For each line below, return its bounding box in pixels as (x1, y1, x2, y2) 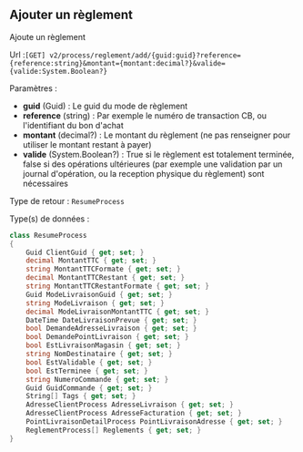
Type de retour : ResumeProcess (9, 195, 125, 206)
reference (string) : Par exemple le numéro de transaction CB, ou (22, 109, 267, 121)
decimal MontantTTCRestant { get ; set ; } (25, 273, 185, 282)
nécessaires (22, 178, 69, 189)
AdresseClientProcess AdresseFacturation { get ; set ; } (25, 409, 243, 418)
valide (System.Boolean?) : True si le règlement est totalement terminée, (22, 149, 295, 159)
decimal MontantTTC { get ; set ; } (25, 256, 157, 265)
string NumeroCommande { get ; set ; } (25, 375, 169, 384)
